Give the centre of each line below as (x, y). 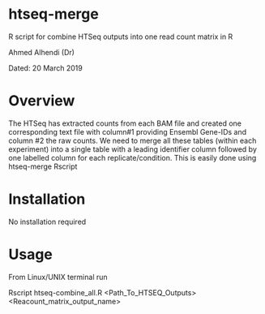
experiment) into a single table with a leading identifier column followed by (133, 149)
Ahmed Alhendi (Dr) (42, 52)
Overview (42, 101)
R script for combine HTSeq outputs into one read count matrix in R (121, 37)
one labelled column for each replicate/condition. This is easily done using (132, 157)
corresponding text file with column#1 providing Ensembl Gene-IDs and (128, 131)
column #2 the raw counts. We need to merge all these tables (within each (132, 140)
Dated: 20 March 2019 (45, 68)
